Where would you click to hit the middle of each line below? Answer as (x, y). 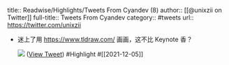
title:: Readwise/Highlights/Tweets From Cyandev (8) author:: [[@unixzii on (114, 10)
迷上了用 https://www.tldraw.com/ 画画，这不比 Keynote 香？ (105, 39)
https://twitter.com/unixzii (44, 25)
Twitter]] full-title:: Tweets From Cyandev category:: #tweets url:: (101, 17)
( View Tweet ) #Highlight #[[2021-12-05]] (85, 54)
